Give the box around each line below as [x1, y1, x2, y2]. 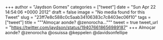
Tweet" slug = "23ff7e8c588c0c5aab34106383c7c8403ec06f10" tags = [5, 14, 151, 20]
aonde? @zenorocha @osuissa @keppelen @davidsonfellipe [5, 30, 128, 35]
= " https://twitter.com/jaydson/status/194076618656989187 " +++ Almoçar [5, 25, 156, 30]
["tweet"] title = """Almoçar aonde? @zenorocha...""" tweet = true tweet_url [5, 19, 158, 25]
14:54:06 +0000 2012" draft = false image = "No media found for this [5, 9, 145, 15]
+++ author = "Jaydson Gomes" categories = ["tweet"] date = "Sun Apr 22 [5, 4, 156, 10]
